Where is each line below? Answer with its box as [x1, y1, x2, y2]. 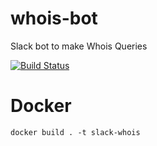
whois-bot [10, 7, 98, 30]
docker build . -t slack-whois [10, 127, 141, 137]
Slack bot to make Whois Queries [10, 40, 148, 52]
